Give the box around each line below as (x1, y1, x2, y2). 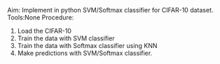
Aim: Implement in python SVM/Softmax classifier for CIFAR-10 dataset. (7, 6, 214, 14)
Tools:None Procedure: (7, 13, 74, 22)
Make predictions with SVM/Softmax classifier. (17, 49, 153, 57)
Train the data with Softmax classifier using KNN (17, 42, 158, 49)
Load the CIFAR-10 (17, 27, 72, 35)
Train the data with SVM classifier (17, 34, 115, 42)
